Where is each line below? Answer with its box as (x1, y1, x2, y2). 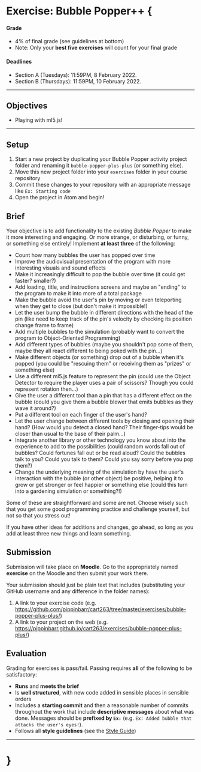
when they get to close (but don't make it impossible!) (14, 303, 148, 310)
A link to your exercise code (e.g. (14, 599, 97, 606)
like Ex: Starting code (14, 187, 71, 195)
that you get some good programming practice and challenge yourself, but (6, 505, 190, 513)
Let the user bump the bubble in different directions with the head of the (14, 309, 193, 316)
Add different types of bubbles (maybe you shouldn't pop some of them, (14, 341, 194, 348)
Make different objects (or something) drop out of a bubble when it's (14, 354, 184, 361)
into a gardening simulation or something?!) (14, 487, 123, 495)
